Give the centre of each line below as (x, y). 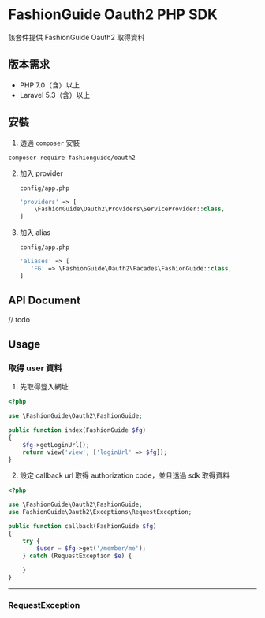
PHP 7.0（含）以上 (50, 85)
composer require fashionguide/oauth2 (72, 158)
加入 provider (41, 173)
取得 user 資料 (35, 368)
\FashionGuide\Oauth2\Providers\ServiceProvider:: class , (130, 209)
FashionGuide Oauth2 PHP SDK (113, 15)
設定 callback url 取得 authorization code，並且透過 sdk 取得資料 (125, 475)
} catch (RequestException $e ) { (77, 556)
